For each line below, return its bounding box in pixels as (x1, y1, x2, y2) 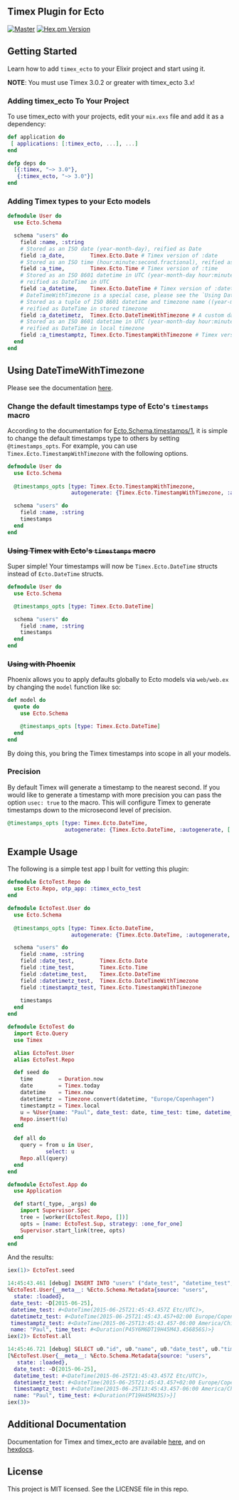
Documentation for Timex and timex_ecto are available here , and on (7, 1437, 206, 1446)
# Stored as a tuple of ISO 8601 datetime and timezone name (20, 298, 205, 305)
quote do (14, 703, 40, 710)
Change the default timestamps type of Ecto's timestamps (7, 401, 209, 411)
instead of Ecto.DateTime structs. (7, 570, 105, 578)
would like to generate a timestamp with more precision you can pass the (7, 790, 222, 799)
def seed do (14, 1069, 50, 1076)
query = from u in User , (20, 1141, 94, 1149)
